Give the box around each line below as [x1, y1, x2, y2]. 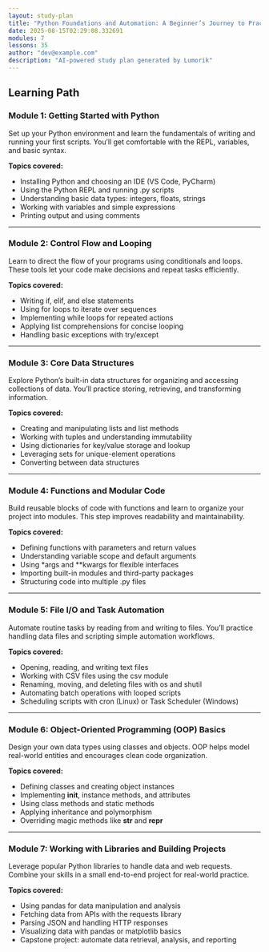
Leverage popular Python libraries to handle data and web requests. [8, 861, 233, 871]
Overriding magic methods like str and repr [19, 816, 163, 825]
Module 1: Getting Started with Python [8, 110, 160, 121]
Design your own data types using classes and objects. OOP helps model [8, 742, 250, 752]
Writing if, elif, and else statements [19, 296, 134, 305]
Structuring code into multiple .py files [19, 577, 147, 587]
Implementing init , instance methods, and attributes [19, 790, 191, 800]
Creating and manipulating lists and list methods [19, 424, 179, 434]
